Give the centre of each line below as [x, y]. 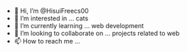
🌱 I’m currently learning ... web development [79, 26]
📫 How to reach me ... [47, 41]
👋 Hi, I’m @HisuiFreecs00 [51, 11]
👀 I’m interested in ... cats [51, 18]
